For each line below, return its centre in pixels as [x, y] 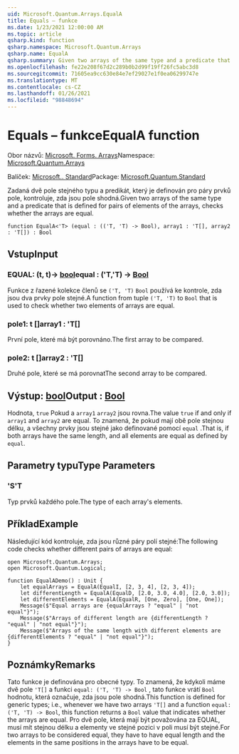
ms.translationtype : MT [43, 80]
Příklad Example [43, 524]
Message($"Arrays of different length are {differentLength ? [114, 618]
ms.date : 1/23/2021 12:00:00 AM [55, 27]
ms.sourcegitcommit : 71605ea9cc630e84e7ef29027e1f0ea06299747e [103, 73]
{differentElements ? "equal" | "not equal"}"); [81, 637]
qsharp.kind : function [41, 41]
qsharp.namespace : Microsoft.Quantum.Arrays [74, 47]
